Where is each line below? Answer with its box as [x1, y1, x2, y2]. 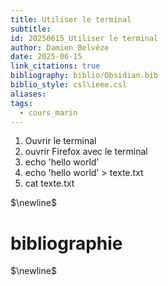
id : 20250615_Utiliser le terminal [10, 33, 159, 43]
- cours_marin [19, 107, 78, 118]
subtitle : [10, 24, 52, 34]
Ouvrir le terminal [24, 135, 97, 147]
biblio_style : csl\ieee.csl [10, 80, 128, 90]
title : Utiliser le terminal [10, 14, 132, 25]
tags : [10, 98, 33, 108]
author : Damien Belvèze [10, 42, 110, 53]
